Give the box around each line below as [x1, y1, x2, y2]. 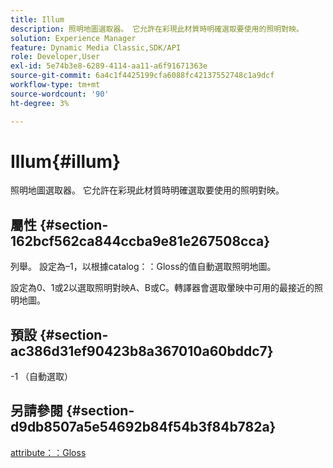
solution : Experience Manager [10, 33, 137, 43]
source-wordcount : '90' [10, 89, 110, 99]
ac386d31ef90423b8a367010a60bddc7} [10, 342, 274, 360]
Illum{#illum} [10, 150, 122, 173]
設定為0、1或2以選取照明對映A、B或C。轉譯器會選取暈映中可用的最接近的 [10, 282, 315, 294]
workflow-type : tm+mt [10, 80, 101, 90]
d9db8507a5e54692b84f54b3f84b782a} [10, 419, 277, 436]
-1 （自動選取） [10, 371, 74, 383]
